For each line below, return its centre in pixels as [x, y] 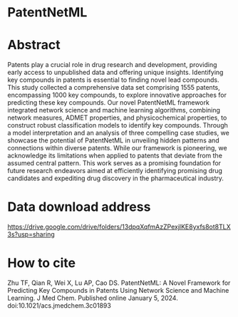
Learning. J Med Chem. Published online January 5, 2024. [93, 298]
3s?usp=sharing [31, 234]
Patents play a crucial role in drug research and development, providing [112, 65]
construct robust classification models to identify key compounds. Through [118, 125]
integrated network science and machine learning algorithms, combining [114, 110]
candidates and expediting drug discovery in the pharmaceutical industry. [116, 178]
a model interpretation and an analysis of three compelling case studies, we [118, 133]
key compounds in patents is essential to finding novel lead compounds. [113, 80]
